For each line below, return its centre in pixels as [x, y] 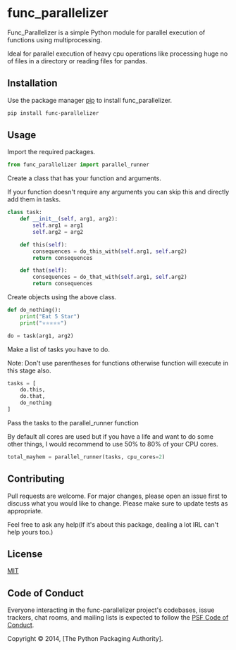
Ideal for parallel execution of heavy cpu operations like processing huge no [118, 54]
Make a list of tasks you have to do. [59, 349]
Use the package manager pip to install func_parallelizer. [90, 100]
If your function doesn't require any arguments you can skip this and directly [118, 192]
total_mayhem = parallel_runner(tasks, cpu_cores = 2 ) [86, 457]
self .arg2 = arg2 [58, 232]
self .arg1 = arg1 [58, 226]
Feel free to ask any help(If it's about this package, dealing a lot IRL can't [113, 524]
